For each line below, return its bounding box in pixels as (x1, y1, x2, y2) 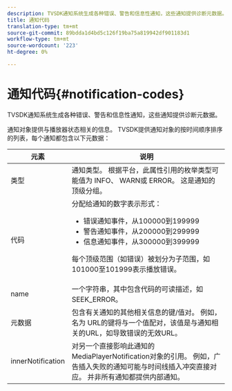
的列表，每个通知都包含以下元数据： (7, 134, 110, 142)
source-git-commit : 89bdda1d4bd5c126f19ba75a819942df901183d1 (7, 29, 190, 37)
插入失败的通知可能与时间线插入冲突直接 (78, 361, 211, 371)
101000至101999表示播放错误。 (71, 264, 181, 274)
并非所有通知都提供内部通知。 (87, 372, 184, 381)
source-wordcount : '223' (7, 42, 79, 49)
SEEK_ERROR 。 (71, 294, 123, 304)
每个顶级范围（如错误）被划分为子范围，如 (71, 254, 211, 263)
